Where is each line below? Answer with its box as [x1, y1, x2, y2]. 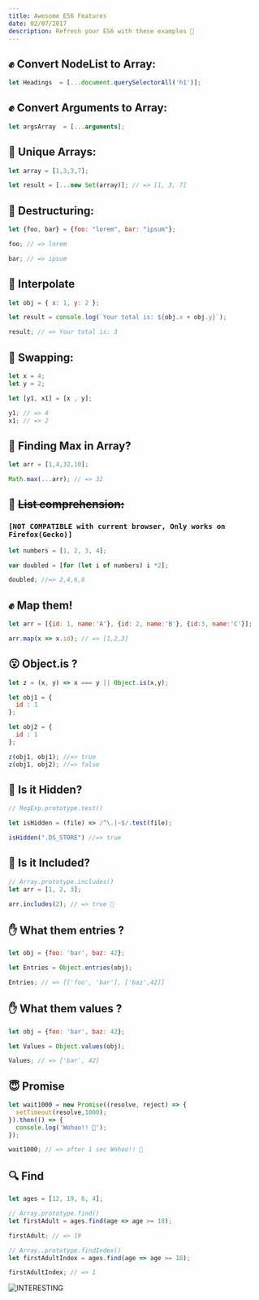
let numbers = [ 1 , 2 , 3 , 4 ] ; [8, 546, 107, 555]
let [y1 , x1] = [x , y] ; [8, 394, 93, 402]
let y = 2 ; [8, 379, 45, 388]
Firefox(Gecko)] [8, 530, 73, 539]
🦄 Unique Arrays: [8, 145, 97, 159]
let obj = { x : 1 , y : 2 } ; [8, 298, 100, 307]
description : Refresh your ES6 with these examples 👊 [8, 27, 195, 35]
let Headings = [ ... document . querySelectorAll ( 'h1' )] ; [8, 79, 201, 87]
